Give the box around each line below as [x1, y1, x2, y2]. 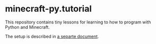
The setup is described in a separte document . [5, 33, 99, 39]
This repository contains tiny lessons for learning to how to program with [5, 19, 151, 25]
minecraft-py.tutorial [5, 3, 92, 14]
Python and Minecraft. [5, 24, 50, 30]
